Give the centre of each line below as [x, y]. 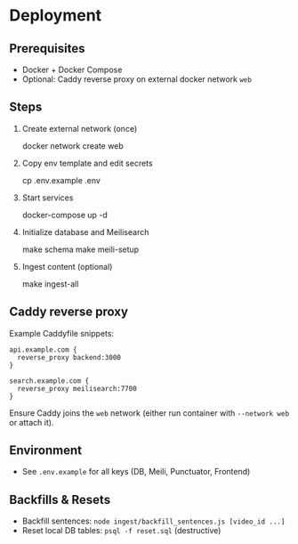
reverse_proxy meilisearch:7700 [77, 388]
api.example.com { [43, 349]
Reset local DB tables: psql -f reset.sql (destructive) [121, 531]
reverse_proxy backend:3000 [69, 357]
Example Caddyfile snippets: [61, 333]
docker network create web [73, 146]
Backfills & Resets [60, 499]
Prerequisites [47, 49]
